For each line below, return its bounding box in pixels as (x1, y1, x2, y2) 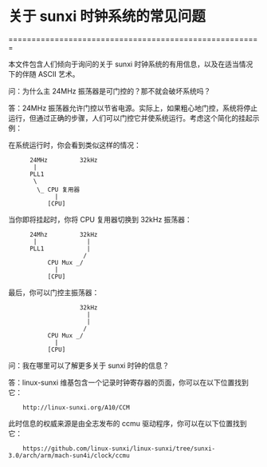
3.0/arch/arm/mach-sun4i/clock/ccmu (8, 451, 130, 460)
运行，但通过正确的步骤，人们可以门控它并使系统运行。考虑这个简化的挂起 (8, 113, 253, 122)
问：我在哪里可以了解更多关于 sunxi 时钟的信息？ (8, 361, 170, 370)
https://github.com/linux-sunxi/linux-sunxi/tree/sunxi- (22, 445, 216, 453)
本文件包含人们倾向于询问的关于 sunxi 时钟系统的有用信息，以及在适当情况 (8, 59, 253, 69)
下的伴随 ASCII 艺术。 (8, 69, 80, 78)
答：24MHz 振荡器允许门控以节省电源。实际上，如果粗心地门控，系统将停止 (8, 103, 258, 113)
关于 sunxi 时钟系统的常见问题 (8, 7, 206, 26)
